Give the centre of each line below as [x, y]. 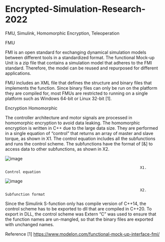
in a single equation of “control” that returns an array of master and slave [79, 133]
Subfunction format [25, 194]
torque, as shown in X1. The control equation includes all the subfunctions [80, 138]
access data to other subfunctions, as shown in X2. [57, 149]
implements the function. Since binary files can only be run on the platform [81, 88]
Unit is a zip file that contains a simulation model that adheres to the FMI [79, 63]
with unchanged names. [30, 224]
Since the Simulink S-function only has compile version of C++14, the [76, 204]
